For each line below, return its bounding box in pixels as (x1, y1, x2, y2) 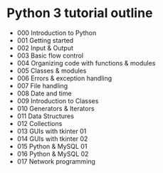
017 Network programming (16, 157, 95, 165)
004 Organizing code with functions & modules (16, 58, 156, 67)
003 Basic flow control (16, 51, 83, 60)
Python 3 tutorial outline (6, 5, 153, 21)
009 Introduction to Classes (16, 96, 99, 105)
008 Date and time (16, 89, 72, 98)
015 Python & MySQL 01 (16, 142, 88, 150)
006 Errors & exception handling (16, 73, 112, 83)
